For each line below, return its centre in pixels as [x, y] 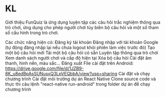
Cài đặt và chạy [134, 73]
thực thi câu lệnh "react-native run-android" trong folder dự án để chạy [78, 84]
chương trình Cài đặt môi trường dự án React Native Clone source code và [81, 79]
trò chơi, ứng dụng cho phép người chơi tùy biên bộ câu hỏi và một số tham [82, 27]
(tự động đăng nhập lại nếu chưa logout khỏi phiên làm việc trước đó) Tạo [80, 47]
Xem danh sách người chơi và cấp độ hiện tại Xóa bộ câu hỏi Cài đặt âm [79, 58]
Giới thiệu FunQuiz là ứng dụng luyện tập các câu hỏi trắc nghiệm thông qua [83, 22]
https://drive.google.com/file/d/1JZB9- [45, 68]
